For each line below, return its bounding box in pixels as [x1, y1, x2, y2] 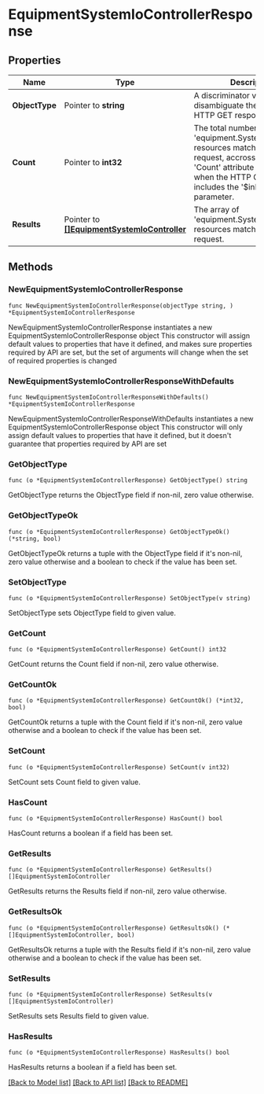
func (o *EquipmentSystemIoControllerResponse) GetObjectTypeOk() [8, 528, 230, 536]
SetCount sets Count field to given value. [8, 777, 141, 786]
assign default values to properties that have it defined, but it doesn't [8, 430, 232, 440]
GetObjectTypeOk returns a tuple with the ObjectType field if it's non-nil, [8, 548, 243, 558]
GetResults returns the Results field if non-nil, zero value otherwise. [8, 886, 227, 896]
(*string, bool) [8, 535, 61, 543]
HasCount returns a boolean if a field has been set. [8, 828, 174, 838]
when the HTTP [193, 171, 251, 182]
